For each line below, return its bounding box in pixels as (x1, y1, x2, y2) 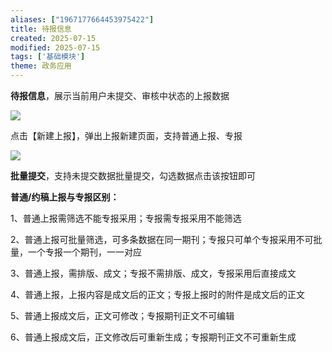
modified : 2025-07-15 (10, 42, 101, 53)
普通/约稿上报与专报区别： (10, 191, 120, 203)
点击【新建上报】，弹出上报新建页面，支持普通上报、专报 (10, 130, 243, 141)
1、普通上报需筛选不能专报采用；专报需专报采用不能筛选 (10, 212, 242, 224)
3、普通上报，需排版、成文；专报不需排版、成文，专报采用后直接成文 (10, 267, 297, 279)
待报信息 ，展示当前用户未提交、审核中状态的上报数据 (10, 90, 230, 101)
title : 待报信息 (10, 24, 72, 34)
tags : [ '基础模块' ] (10, 52, 86, 62)
